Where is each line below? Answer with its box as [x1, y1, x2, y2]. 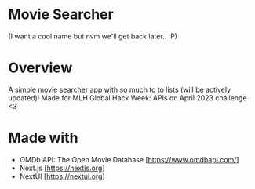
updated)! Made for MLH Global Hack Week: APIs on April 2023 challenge [8, 93, 247, 103]
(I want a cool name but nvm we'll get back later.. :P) [8, 31, 178, 41]
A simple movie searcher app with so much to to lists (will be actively [8, 85, 231, 94]
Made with [8, 129, 78, 147]
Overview [8, 59, 73, 77]
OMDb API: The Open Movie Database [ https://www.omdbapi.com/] [19, 154, 239, 164]
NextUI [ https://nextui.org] [19, 171, 105, 181]
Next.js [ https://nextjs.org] [19, 163, 105, 173]
